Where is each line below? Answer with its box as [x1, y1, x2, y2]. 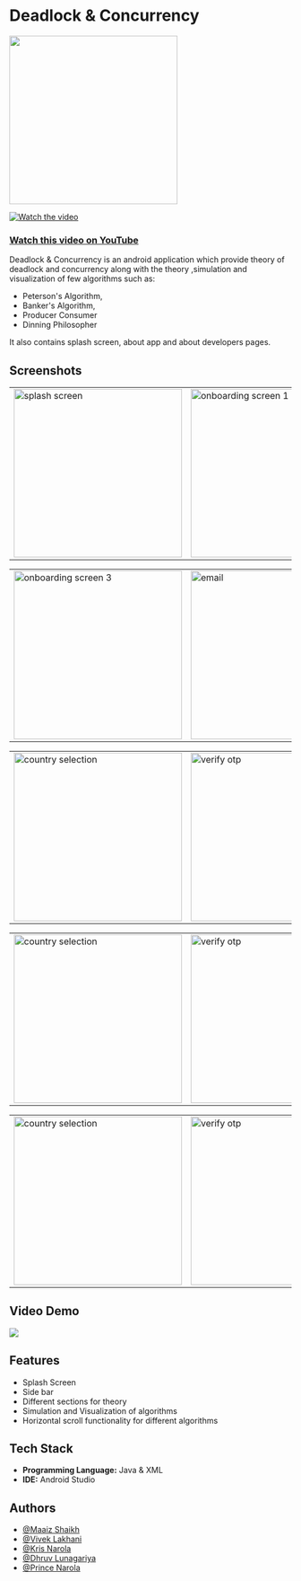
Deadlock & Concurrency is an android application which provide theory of [9, 254, 285, 265]
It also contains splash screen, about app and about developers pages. [9, 337, 271, 348]
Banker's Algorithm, [21, 300, 96, 311]
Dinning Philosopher [21, 320, 98, 331]
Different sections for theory [21, 1396, 127, 1407]
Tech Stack [9, 1441, 73, 1456]
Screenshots [9, 363, 82, 378]
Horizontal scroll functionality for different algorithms [21, 1415, 219, 1426]
